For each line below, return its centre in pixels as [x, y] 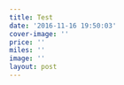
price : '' [27, 42]
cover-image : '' [39, 34]
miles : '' [27, 50]
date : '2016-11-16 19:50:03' [63, 26]
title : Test [31, 17]
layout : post [33, 67]
